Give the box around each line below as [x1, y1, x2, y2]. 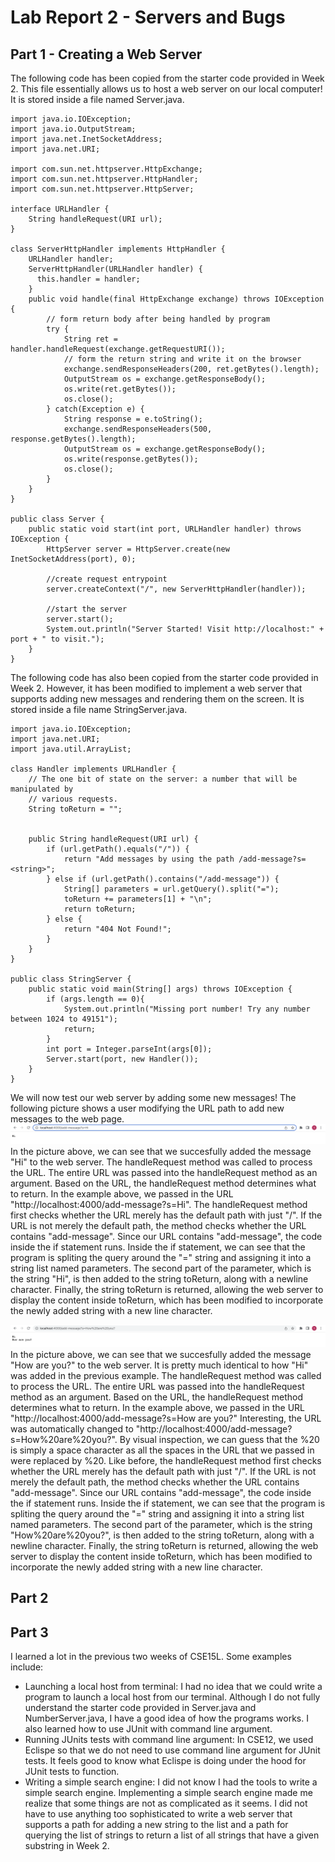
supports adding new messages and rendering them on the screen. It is [10, 693, 305, 705]
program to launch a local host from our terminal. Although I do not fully [24, 1691, 321, 1703]
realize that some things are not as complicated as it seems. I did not [24, 1797, 308, 1810]
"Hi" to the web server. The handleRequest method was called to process [10, 1156, 313, 1168]
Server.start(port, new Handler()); [46, 1054, 199, 1064]
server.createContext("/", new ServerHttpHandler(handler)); [46, 584, 307, 594]
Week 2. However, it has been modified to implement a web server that [10, 682, 303, 694]
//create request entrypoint [46, 574, 168, 584]
